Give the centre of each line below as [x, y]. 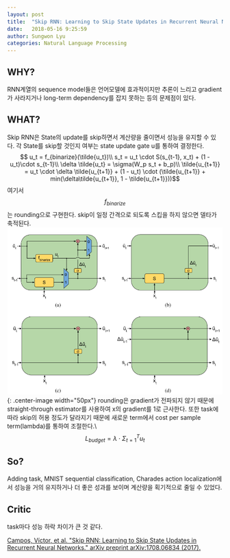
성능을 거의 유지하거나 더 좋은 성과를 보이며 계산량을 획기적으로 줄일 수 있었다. [118, 487]
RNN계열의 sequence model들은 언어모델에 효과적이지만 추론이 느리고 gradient [115, 89]
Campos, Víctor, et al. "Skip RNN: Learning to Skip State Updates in [102, 540]
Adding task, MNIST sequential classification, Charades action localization [112, 479]
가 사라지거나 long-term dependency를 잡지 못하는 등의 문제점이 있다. [102, 98]
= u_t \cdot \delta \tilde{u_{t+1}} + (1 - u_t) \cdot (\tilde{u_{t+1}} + [115, 171]
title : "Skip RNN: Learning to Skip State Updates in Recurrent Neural [113, 22]
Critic [19, 509]
